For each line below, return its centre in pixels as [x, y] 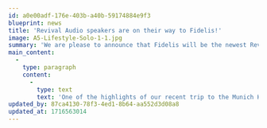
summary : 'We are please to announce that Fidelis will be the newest [128, 45]
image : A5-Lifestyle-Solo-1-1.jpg [66, 38]
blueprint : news [35, 23]
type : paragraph [50, 68]
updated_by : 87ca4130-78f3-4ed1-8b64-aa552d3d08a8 [94, 104]
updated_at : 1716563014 [48, 112]
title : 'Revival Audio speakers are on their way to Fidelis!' [115, 30]
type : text [55, 89]
